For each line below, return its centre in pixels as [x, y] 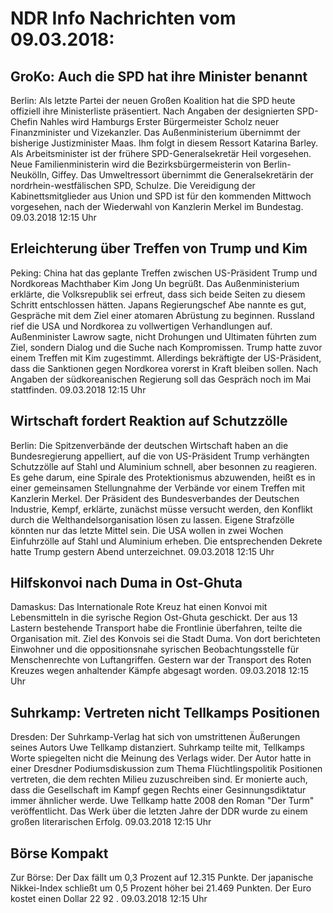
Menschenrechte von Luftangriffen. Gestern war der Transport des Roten [161, 660]
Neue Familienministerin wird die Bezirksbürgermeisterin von [136, 164]
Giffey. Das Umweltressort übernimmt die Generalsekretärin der [182, 175]
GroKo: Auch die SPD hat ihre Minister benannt [159, 76]
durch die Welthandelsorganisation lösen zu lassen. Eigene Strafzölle [152, 519]
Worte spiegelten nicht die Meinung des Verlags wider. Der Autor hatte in [161, 758]
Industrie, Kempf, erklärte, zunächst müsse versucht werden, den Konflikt [161, 509]
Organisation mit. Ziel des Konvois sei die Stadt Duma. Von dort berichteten [165, 639]
